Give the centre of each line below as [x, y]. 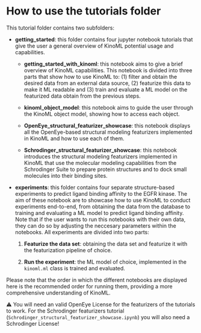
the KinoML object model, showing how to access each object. [102, 114]
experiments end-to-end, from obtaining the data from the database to [103, 207]
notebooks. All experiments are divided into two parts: [82, 232]
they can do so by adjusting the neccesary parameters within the [95, 226]
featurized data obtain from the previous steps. [82, 96]
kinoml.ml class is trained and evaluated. [74, 268]
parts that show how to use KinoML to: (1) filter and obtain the [100, 76]
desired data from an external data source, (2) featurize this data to [107, 83]
